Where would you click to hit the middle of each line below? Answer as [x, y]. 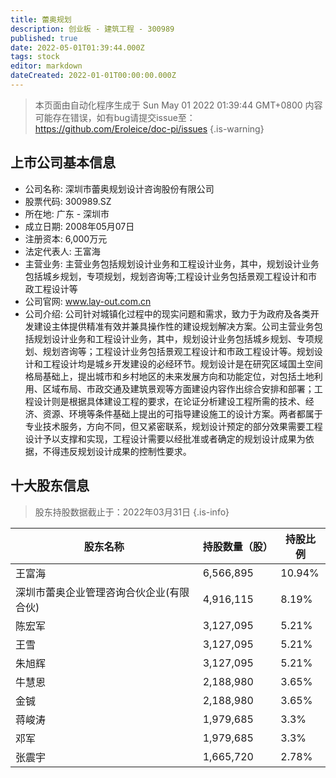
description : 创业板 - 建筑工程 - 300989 [92, 29]
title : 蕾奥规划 [41, 19]
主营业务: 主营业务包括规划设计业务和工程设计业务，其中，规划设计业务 [172, 263]
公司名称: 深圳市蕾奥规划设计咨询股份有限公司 [119, 188]
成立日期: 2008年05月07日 [79, 226]
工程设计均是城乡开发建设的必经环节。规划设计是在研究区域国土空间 [182, 363]
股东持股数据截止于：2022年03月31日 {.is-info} [132, 512]
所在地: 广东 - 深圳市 [67, 213]
